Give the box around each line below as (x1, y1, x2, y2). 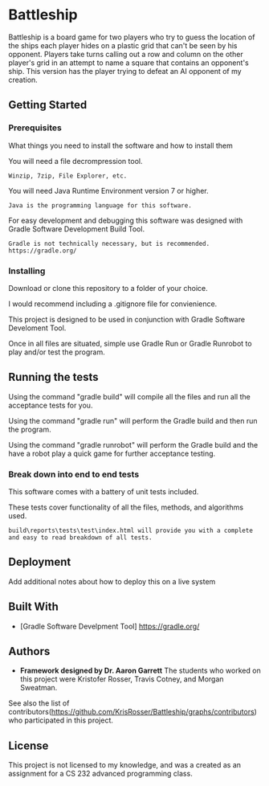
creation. (8, 75, 38, 84)
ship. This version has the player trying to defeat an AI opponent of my (8, 66, 243, 76)
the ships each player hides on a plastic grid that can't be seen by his (8, 40, 238, 50)
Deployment (8, 555, 71, 569)
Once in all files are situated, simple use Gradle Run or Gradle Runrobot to (8, 338, 252, 348)
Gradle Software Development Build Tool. (8, 223, 145, 234)
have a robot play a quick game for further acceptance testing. (8, 448, 216, 458)
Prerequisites (8, 122, 62, 133)
